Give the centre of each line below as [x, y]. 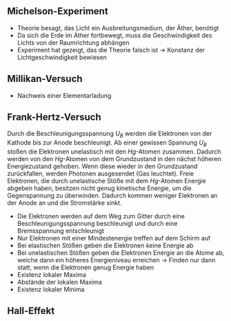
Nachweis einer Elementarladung [64, 95]
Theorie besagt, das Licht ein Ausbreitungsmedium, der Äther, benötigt [118, 28]
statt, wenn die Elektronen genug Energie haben [85, 267]
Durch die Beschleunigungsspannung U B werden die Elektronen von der [110, 135]
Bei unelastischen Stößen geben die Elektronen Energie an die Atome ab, [121, 253]
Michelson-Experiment [58, 11]
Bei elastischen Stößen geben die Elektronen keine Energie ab [105, 246]
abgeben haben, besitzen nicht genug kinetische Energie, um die [99, 188]
